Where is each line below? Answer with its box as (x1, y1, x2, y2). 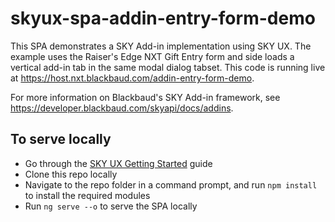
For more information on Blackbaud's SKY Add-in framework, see (10, 91, 281, 103)
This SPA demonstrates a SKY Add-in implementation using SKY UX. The (10, 40, 312, 52)
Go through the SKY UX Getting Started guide (24, 157, 213, 169)
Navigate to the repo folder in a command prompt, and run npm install (24, 178, 318, 191)
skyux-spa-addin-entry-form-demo (10, 7, 316, 30)
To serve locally (10, 131, 112, 148)
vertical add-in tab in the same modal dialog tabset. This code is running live (10, 61, 326, 73)
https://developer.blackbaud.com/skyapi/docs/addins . (10, 102, 234, 114)
